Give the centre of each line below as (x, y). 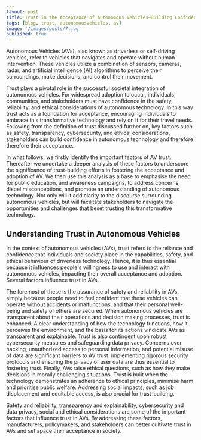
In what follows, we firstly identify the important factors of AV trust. (89, 157)
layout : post (22, 12)
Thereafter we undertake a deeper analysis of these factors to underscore (98, 164)
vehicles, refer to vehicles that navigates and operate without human (91, 58)
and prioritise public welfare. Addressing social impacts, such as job (90, 387)
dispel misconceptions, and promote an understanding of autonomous (93, 189)
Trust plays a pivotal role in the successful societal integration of (86, 88)
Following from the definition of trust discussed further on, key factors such (99, 127)
